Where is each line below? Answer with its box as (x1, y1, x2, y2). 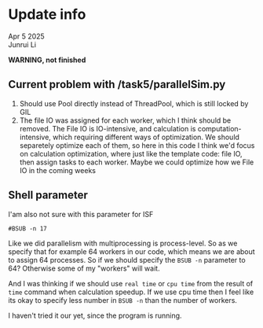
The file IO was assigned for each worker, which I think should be (19, 116, 232, 125)
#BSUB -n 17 (8, 224, 47, 233)
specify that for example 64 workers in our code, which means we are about (8, 246, 255, 256)
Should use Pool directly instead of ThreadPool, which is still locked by (19, 98, 249, 108)
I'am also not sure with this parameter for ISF (8, 209, 154, 219)
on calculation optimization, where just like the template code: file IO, (19, 149, 243, 158)
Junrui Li (8, 39, 37, 49)
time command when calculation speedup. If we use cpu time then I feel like (8, 287, 254, 297)
